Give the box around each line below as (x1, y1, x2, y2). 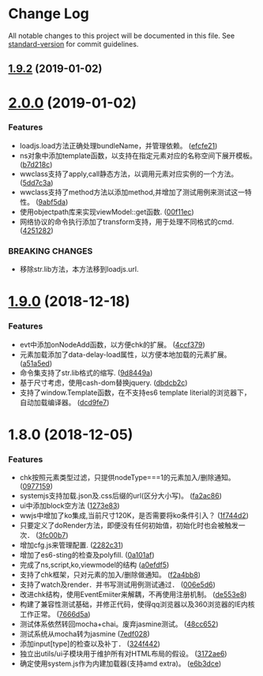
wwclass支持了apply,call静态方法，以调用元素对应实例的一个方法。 (19, 169, 239, 178)
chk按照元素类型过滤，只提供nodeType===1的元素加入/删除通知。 (19, 473, 235, 483)
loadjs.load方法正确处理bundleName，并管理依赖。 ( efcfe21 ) (19, 141, 218, 150)
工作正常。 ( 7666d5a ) (19, 610, 91, 619)
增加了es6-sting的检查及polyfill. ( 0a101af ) (19, 550, 156, 560)
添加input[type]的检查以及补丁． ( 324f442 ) (19, 639, 160, 648)
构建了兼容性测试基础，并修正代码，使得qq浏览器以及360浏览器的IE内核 (19, 599, 255, 609)
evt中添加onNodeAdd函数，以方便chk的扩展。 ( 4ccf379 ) (19, 340, 205, 349)
